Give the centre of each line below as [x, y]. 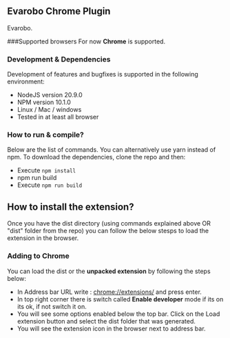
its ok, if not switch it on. [52, 306]
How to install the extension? [71, 207]
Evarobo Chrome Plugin [59, 11]
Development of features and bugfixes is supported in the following [103, 74]
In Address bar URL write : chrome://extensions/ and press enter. [109, 292]
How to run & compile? [45, 135]
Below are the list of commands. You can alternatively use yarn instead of [112, 150]
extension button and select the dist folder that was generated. [106, 321]
